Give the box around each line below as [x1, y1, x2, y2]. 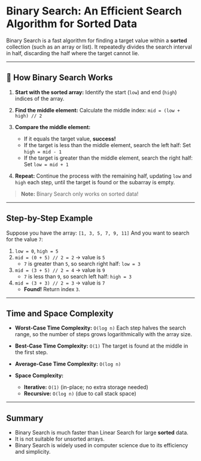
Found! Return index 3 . [23, 285, 81, 292]
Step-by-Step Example [6, 213, 93, 223]
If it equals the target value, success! [23, 135, 117, 142]
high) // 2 [14, 113, 42, 119]
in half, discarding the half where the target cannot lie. [6, 49, 139, 56]
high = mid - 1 [23, 149, 62, 155]
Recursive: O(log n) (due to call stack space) [23, 390, 136, 397]
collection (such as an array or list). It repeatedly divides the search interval [6, 43, 193, 50]
